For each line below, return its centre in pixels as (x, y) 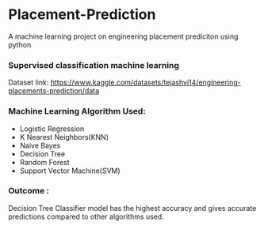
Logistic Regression (52, 129)
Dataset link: (29, 83)
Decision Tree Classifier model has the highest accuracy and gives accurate (132, 208)
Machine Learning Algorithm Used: (77, 111)
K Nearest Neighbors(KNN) (64, 137)
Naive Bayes (40, 145)
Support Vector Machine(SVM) (70, 171)
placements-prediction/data (54, 91)
